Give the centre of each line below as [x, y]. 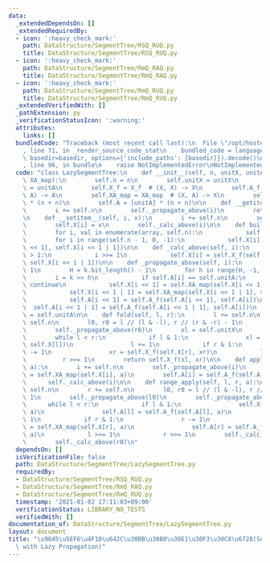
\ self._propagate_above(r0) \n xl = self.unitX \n [133, 330]
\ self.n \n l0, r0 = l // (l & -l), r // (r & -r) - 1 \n [133, 323]
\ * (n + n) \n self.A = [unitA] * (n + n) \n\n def [127, 203]
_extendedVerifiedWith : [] [61, 105]
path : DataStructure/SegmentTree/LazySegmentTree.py [106, 464]
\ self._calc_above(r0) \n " [80, 442]
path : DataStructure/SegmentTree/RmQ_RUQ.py [98, 90]
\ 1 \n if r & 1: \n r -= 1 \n [117, 420]
